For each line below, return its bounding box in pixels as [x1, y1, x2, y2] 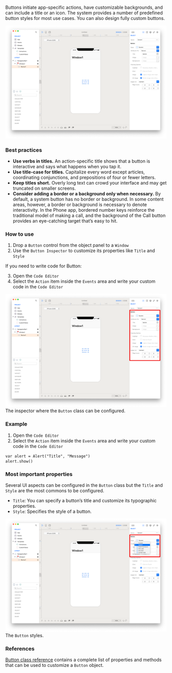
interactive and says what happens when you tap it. [12, 164, 122, 170]
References [5, 645, 35, 652]
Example [5, 420, 28, 428]
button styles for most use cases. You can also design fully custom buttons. [5, 15, 165, 21]
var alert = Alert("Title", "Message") [5, 454, 91, 459]
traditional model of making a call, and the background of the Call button [12, 212, 166, 219]
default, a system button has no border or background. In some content [12, 196, 164, 203]
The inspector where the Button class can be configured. [5, 408, 125, 414]
